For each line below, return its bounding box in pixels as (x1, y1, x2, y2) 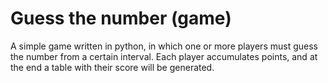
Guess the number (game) (10, 7, 232, 30)
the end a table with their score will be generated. (10, 61, 215, 73)
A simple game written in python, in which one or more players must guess (10, 40, 318, 52)
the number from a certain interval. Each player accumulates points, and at (10, 50, 318, 62)
